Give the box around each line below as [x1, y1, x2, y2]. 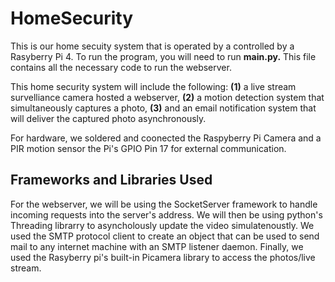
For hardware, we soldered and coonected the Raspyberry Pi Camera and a [10, 132, 322, 144]
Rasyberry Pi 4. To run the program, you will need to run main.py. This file [10, 50, 317, 62]
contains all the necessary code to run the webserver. [10, 61, 232, 73]
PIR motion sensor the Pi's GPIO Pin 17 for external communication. [10, 142, 287, 154]
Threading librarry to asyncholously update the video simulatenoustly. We [10, 219, 315, 231]
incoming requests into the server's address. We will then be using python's [10, 208, 323, 221]
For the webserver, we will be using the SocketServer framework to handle [10, 198, 318, 210]
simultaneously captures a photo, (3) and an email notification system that [10, 102, 317, 114]
